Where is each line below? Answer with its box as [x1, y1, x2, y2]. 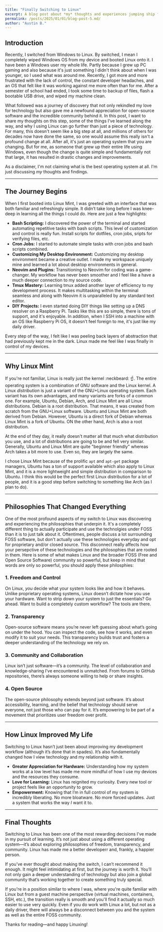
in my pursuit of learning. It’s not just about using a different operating [5, 836, 145, 842]
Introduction [5, 38, 44, 47]
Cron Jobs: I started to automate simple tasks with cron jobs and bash [12, 241, 153, 246]
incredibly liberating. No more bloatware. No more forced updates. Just [12, 794, 155, 800]
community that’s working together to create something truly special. [5, 877, 143, 883]
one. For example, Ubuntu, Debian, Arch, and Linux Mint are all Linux [5, 398, 142, 404]
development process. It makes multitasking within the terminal [12, 287, 139, 293]
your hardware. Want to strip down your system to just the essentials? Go [5, 596, 152, 601]
